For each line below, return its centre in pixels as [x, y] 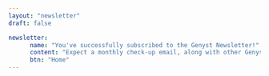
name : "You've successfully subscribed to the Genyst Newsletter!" [145, 45]
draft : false [30, 23]
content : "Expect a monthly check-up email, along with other [135, 53]
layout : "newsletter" [44, 16]
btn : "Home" [49, 60]
